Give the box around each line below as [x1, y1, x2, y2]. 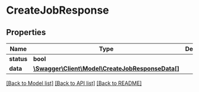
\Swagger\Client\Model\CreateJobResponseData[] [33, 65, 179, 72]
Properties [6, 27, 46, 37]
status [9, 55, 28, 63]
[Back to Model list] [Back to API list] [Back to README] [6, 80, 142, 87]
